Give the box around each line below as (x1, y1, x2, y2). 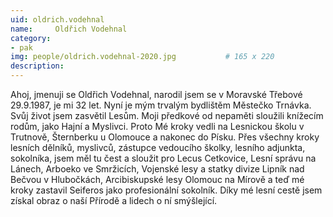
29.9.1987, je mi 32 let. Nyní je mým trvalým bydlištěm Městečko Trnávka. (10, 99, 312, 111)
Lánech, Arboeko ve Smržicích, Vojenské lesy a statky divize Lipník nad (10, 163, 305, 175)
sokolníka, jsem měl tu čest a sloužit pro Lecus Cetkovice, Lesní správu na (10, 152, 317, 164)
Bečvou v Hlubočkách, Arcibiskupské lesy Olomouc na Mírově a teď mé (10, 174, 305, 185)
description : (10, 61, 65, 71)
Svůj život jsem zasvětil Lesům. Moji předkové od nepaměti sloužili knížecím (10, 110, 324, 121)
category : (10, 33, 52, 43)
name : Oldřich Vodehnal (10, 24, 128, 34)
